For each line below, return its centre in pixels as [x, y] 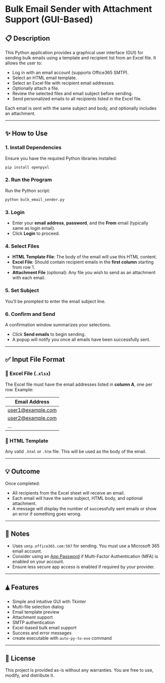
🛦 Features [22, 587]
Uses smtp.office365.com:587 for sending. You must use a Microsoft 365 [86, 546]
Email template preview [36, 612]
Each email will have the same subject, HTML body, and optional [77, 498]
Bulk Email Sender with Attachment [79, 9]
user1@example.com [32, 410]
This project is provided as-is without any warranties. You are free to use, [79, 670]
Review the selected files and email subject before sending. [72, 93]
